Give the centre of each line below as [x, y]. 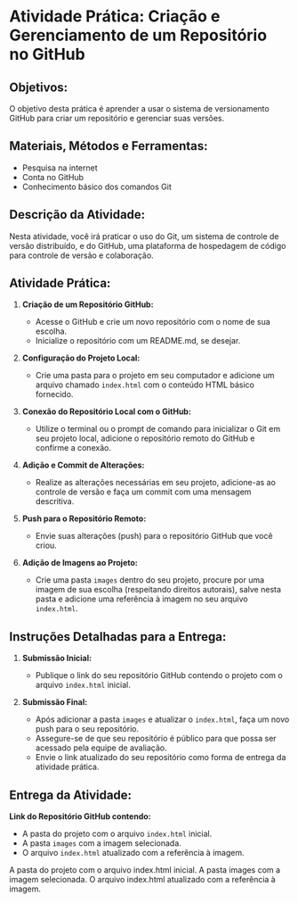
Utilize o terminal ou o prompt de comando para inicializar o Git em [158, 429]
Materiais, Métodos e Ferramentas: [109, 146]
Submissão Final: [55, 702]
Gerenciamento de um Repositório [138, 35]
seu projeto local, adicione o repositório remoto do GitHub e [145, 438]
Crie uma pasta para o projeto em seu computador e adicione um [155, 376]
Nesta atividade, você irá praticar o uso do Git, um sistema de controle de [144, 236]
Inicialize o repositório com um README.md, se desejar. [138, 341]
